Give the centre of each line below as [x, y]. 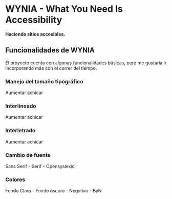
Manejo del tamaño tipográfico [44, 81]
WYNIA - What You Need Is [64, 9]
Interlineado [21, 106]
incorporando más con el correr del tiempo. [51, 68]
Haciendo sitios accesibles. [35, 34]
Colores [15, 179]
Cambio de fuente [28, 155]
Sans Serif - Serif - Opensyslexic [40, 166]
